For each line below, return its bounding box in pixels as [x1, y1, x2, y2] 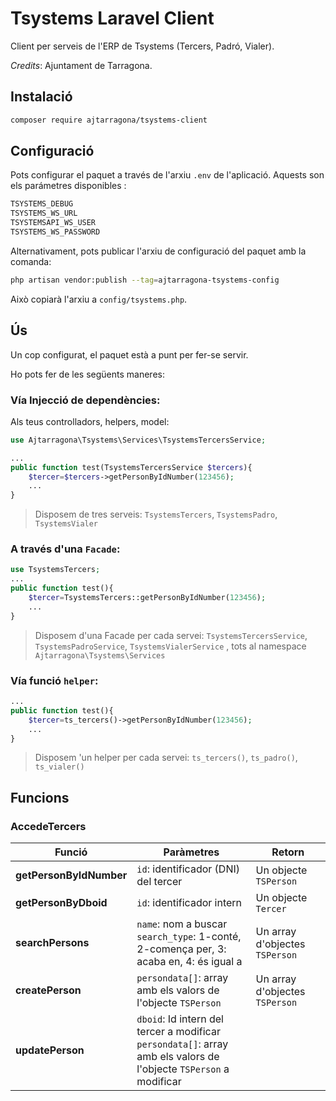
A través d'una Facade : [10, 542, 121, 556]
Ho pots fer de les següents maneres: [10, 368, 165, 380]
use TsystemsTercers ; [10, 565, 101, 575]
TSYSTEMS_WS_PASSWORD [10, 227, 101, 237]
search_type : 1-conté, [136, 930, 242, 944]
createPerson [15, 983, 82, 997]
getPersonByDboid [15, 896, 108, 910]
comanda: [10, 255, 52, 267]
